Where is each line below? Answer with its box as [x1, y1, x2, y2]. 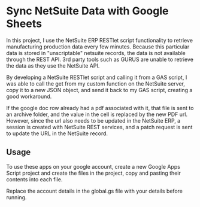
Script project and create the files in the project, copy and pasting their [6, 169, 181, 176]
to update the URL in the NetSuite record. [6, 130, 108, 137]
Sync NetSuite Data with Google [6, 4, 169, 18]
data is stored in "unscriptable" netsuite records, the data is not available [6, 49, 186, 56]
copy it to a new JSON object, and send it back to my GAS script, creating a [6, 86, 193, 93]
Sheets [6, 17, 42, 31]
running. [6, 193, 27, 201]
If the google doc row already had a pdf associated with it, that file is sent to [6, 104, 194, 111]
